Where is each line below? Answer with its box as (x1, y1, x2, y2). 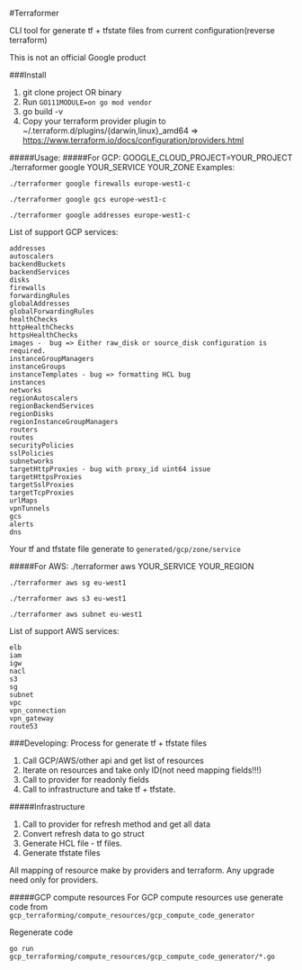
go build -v (22, 106, 64, 116)
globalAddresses (9, 299, 70, 308)
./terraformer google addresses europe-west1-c (9, 211, 191, 220)
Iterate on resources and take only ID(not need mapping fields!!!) (22, 765, 262, 775)
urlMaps (9, 496, 39, 505)
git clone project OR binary (22, 87, 122, 97)
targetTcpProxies (9, 488, 75, 497)
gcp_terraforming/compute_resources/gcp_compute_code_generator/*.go (9, 952, 276, 961)
